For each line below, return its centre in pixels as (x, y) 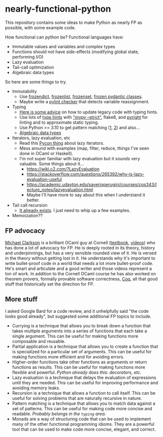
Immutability (25, 91)
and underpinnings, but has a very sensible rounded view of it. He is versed (81, 253)
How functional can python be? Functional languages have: (64, 37)
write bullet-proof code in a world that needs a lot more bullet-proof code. (79, 263)
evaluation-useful (44, 179)
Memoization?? (27, 215)
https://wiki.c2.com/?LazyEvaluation (63, 169)
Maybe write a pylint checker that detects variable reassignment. (84, 101)
